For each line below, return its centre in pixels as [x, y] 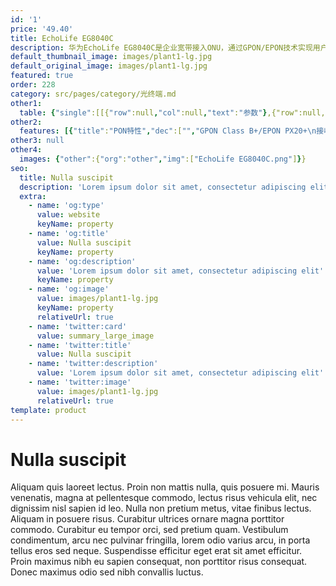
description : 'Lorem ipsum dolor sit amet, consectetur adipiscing [163, 187]
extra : [33, 196]
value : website [68, 215]
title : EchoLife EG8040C [62, 38]
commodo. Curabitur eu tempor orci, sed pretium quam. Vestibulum [149, 530]
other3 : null [37, 141]
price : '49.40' [42, 29]
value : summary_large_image [95, 336]
